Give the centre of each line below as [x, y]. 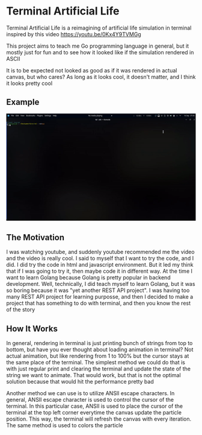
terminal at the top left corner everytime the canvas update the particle [94, 413]
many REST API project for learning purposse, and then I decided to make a [100, 297]
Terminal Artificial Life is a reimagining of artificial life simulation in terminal [99, 28]
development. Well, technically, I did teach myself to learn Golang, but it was [101, 284]
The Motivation [35, 237]
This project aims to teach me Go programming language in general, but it [98, 46]
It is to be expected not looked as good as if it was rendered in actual [92, 70]
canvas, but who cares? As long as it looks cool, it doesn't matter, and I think [101, 77]
